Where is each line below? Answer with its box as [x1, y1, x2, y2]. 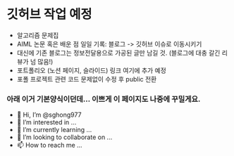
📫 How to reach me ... [16, 141, 82, 150]
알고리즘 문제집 [16, 31, 59, 39]
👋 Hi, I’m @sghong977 [16, 110, 82, 119]
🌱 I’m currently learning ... [16, 126, 92, 134]
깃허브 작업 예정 [6, 6, 92, 22]
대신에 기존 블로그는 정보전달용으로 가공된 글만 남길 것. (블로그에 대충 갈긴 [16, 48, 221, 57]
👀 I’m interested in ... [16, 118, 77, 126]
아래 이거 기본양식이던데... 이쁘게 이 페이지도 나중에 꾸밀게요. [6, 94, 201, 104]
